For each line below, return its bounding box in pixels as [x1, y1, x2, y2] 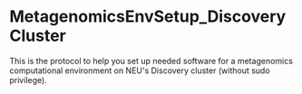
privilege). [9, 74, 47, 85]
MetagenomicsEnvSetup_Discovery [9, 6, 287, 27]
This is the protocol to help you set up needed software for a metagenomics [9, 55, 293, 66]
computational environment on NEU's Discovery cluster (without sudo [9, 65, 270, 76]
